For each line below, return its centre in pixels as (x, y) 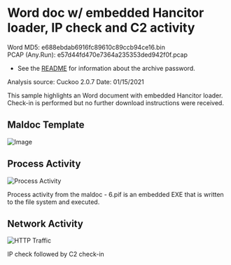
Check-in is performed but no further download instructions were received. (115, 102)
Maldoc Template (46, 125)
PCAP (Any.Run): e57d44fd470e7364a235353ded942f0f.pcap (97, 55)
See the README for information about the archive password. (106, 68)
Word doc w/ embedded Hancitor (106, 13)
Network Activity (45, 223)
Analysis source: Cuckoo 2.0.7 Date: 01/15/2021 (76, 81)
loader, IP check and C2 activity (101, 28)
